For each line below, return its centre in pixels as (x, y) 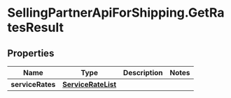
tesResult (36, 27)
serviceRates (33, 84)
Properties (31, 53)
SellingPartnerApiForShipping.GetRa (116, 13)
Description (143, 73)
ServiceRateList (90, 84)
